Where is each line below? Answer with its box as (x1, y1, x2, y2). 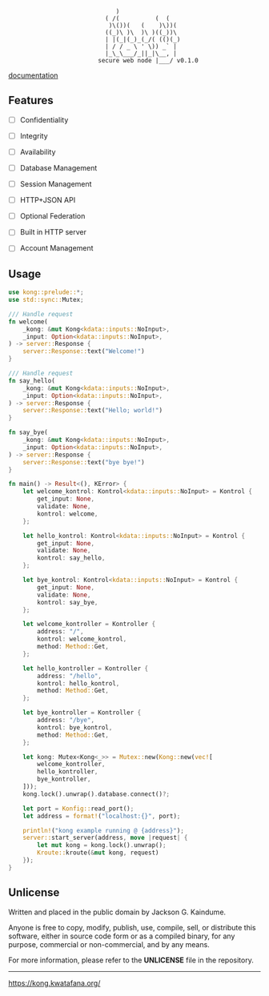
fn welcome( (8, 317, 48, 326)
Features (8, 94, 54, 107)
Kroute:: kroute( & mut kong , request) (37, 849, 159, 857)
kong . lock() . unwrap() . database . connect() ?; (22, 789, 171, 798)
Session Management (19, 179, 92, 189)
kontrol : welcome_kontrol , (37, 635, 127, 644)
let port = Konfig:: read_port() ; (22, 805, 134, 813)
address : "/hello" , (37, 672, 102, 680)
